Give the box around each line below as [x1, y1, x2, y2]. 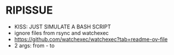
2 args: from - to [14, 42, 55, 49]
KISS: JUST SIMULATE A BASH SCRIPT [14, 23, 111, 30]
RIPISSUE [5, 4, 53, 17]
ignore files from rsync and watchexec [14, 29, 109, 36]
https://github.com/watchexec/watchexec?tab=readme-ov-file [14, 35, 168, 43]
